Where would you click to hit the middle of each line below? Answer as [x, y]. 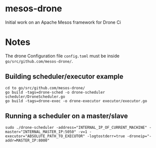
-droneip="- [139, 136]
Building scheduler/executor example [64, 77]
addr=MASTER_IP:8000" [27, 140]
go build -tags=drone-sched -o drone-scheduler [55, 92]
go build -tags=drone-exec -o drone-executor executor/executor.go [76, 101]
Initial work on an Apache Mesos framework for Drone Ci [63, 22]
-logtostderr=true [106, 136]
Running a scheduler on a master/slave [67, 116]
